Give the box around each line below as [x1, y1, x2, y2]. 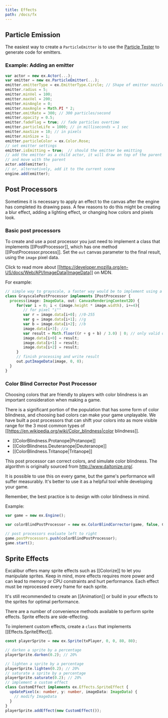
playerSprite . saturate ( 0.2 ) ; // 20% [5, 675, 81, 680]
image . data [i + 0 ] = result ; [23, 335, 79, 340]
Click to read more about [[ [5, 264, 61, 270]
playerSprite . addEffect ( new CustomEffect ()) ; [5, 708, 101, 713]
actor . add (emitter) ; [5, 162, 48, 167]
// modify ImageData [14, 694, 57, 699]
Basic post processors [5, 227, 61, 234]
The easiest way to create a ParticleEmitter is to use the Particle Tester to [5, 44, 160, 50]
